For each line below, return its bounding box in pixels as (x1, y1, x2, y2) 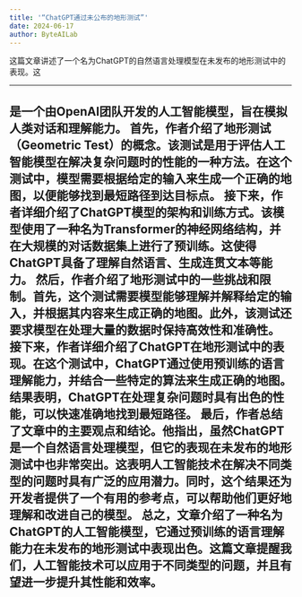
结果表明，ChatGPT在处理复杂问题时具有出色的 (9, 389, 273, 404)
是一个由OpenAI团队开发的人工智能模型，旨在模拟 (9, 104, 289, 119)
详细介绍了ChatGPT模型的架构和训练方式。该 (21, 204, 273, 220)
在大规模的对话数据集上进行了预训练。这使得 (9, 238, 257, 254)
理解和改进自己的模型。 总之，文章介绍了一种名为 (9, 507, 283, 523)
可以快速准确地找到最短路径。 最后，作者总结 (32, 406, 283, 421)
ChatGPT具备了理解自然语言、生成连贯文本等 (9, 255, 262, 270)
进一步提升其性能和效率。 (21, 575, 163, 590)
